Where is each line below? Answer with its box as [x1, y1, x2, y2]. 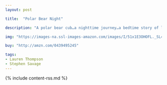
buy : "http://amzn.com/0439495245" [5, 43, 79, 48]
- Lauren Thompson [5, 57, 43, 62]
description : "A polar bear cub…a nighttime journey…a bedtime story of [5, 25, 159, 30]
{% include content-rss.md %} [5, 75, 68, 81]
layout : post [5, 7, 32, 12]
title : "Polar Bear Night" [5, 16, 64, 21]
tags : [5, 52, 16, 57]
